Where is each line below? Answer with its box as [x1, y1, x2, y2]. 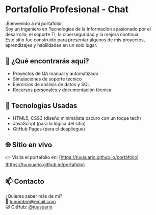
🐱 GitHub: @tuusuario [5, 204, 53, 210]
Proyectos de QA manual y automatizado [12, 70, 98, 76]
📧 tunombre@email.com [5, 199, 56, 205]
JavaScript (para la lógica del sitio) [12, 120, 86, 126]
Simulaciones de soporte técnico [12, 75, 82, 82]
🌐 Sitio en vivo [5, 140, 53, 149]
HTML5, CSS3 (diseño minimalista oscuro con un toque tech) [12, 115, 141, 121]
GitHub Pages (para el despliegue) [12, 126, 86, 132]
